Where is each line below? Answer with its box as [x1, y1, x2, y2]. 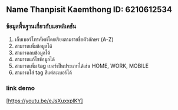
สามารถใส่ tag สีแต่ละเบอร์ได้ [14, 69, 72, 76]
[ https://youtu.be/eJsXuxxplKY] [6, 97, 84, 104]
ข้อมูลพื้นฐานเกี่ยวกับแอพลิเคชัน [6, 22, 77, 31]
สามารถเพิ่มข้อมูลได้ [14, 42, 52, 49]
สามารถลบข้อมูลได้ [14, 49, 51, 56]
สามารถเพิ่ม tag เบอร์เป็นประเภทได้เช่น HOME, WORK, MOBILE [14, 62, 149, 69]
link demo [6, 84, 35, 92]
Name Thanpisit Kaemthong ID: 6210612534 [6, 5, 173, 15]
